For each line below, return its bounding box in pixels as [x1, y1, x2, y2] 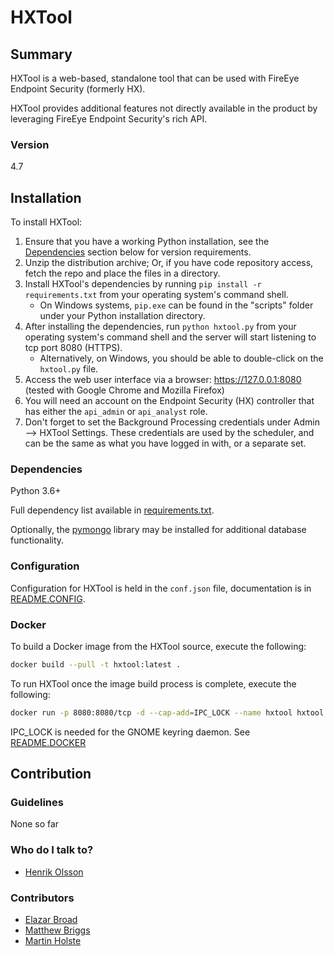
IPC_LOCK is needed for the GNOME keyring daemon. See [10, 726, 251, 738]
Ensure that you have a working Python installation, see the [24, 236, 270, 248]
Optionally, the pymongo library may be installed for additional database [10, 524, 307, 536]
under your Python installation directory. [39, 310, 206, 322]
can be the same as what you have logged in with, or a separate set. [24, 437, 307, 450]
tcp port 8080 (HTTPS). [24, 342, 123, 354]
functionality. [10, 534, 65, 546]
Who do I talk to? [10, 843, 94, 857]
